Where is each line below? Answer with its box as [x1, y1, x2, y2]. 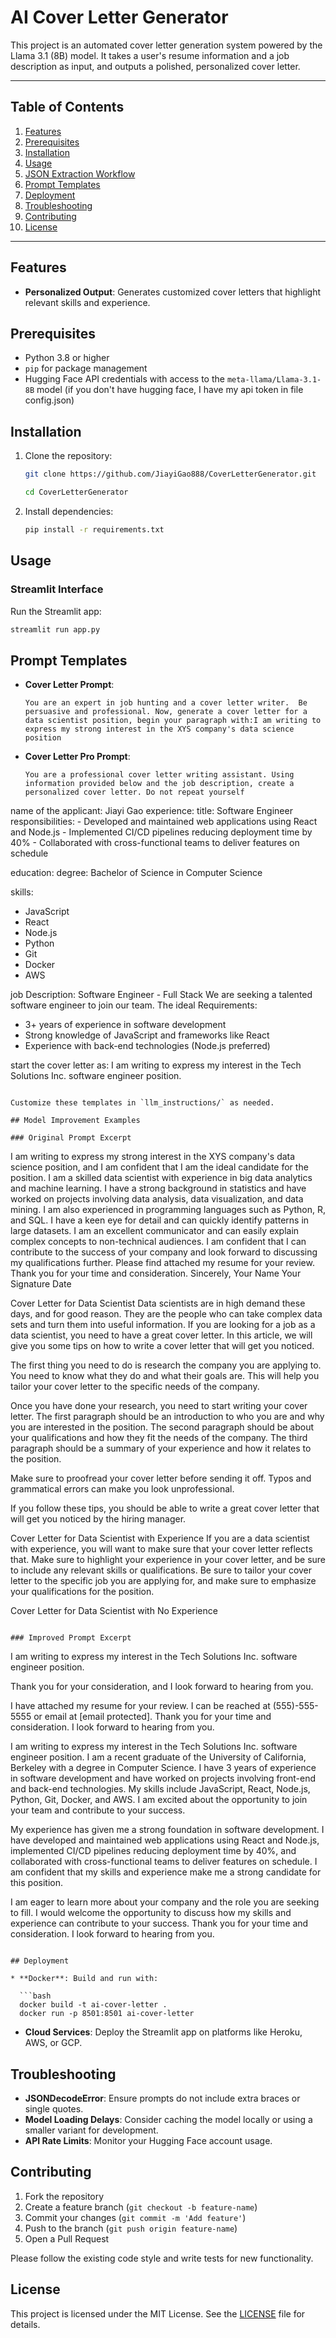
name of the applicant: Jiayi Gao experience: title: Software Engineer [10, 805, 293, 817]
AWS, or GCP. [24, 2037, 83, 2049]
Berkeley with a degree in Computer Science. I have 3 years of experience [10, 1762, 317, 1774]
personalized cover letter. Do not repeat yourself [24, 787, 245, 798]
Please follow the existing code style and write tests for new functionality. [10, 2252, 314, 2264]
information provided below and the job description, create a [24, 779, 295, 789]
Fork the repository [24, 2190, 105, 2202]
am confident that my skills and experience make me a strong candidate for [10, 1866, 322, 1878]
